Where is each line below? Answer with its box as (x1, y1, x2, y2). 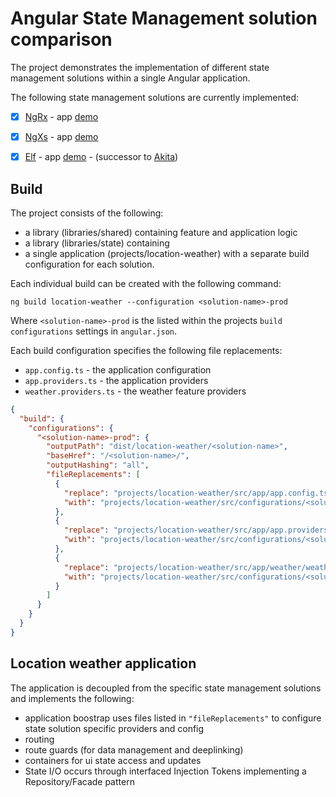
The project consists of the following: (10, 207, 164, 219)
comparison (10, 28, 113, 51)
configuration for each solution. (24, 258, 155, 270)
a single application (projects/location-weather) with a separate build (24, 247, 310, 259)
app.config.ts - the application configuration (24, 363, 212, 376)
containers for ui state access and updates (24, 754, 202, 766)
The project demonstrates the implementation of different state (10, 61, 270, 73)
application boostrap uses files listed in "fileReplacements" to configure (24, 712, 322, 724)
